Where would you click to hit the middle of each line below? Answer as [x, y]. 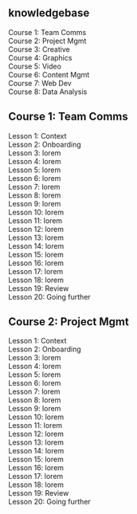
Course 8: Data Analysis [48, 92]
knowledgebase [49, 13]
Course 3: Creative [39, 49]
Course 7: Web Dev [40, 83]
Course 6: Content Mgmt [49, 74]
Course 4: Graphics [40, 57]
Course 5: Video [35, 66]
